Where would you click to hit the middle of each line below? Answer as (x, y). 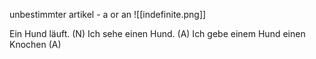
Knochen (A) (35, 44)
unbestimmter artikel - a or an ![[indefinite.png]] (108, 14)
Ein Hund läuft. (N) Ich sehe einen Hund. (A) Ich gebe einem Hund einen (157, 33)
